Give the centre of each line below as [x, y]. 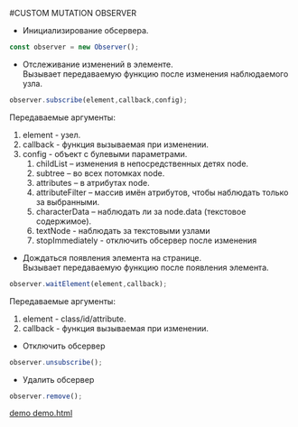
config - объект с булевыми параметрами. [105, 153]
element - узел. [51, 135]
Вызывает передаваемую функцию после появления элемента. [145, 267]
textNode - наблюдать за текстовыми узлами [123, 230]
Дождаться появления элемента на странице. [112, 257]
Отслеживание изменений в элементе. [98, 64]
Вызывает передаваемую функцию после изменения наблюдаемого [155, 74]
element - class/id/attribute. [74, 319]
